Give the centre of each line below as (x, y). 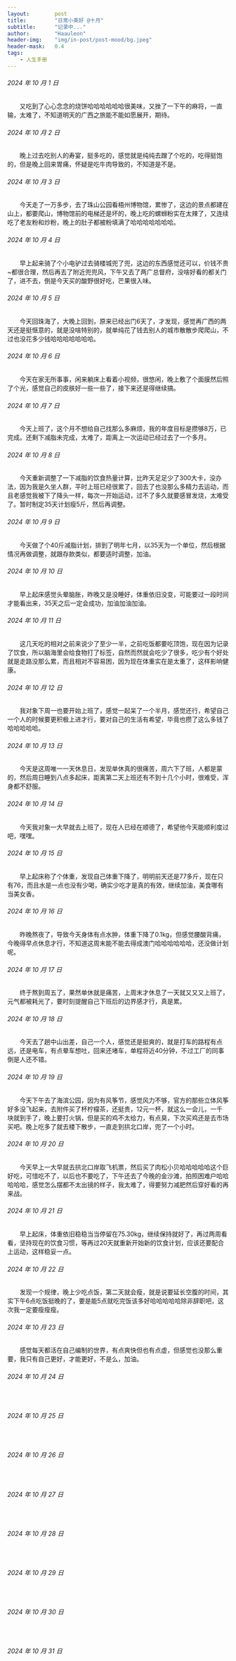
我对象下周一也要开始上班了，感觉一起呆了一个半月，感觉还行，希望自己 (124, 711)
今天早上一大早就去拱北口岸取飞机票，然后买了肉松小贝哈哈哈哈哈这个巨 (124, 1167)
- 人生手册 (34, 60)
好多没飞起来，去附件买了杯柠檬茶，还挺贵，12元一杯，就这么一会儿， (109, 1109)
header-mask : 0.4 (36, 46)
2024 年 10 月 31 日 (35, 1651)
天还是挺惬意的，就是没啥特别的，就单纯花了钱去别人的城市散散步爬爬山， (115, 330)
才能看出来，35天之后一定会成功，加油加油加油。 (79, 603)
